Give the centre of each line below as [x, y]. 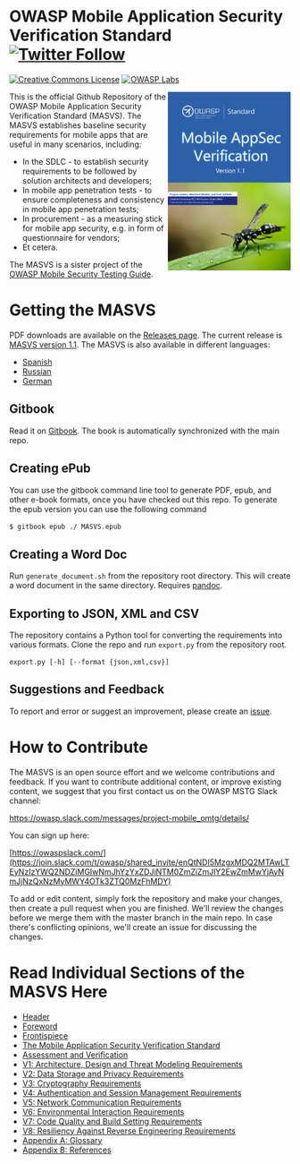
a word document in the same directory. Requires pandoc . [116, 586]
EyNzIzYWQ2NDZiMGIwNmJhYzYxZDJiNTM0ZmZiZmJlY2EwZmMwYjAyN [147, 871]
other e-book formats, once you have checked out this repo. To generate [143, 500]
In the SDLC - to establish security [85, 161]
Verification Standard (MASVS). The [75, 116]
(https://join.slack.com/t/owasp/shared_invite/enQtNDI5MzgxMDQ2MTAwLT [150, 862]
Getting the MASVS [83, 310]
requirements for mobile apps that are [79, 134]
